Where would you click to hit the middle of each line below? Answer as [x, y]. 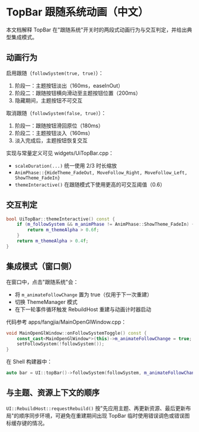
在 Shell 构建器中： [29, 361]
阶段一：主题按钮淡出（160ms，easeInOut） [69, 85]
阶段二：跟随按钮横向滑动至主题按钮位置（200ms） [78, 93]
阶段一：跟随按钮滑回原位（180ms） [59, 126]
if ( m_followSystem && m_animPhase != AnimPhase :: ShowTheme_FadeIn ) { [106, 225]
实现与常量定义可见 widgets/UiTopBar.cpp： [60, 153]
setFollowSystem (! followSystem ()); [61, 344]
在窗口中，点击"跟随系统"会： [42, 281]
